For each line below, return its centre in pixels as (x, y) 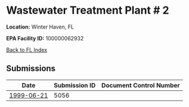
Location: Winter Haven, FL (40, 27)
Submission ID (75, 85)
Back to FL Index (27, 50)
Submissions (31, 69)
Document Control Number (140, 85)
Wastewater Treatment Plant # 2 (88, 10)
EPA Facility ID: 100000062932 (45, 38)
